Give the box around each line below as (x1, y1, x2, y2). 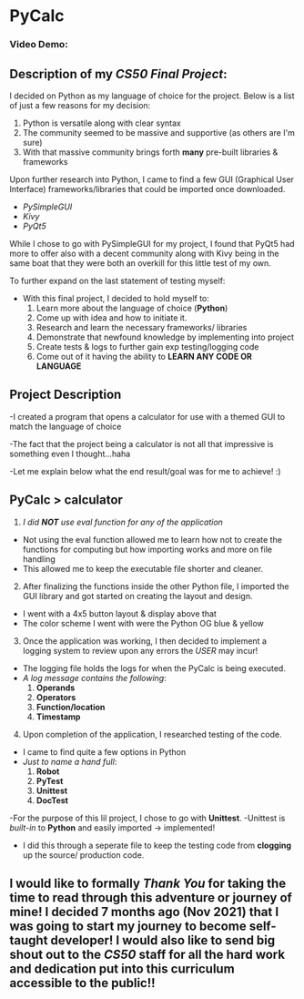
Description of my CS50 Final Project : (9, 66, 228, 82)
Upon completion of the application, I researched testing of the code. (22, 729, 282, 739)
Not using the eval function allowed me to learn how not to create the (22, 534, 282, 545)
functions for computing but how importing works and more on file (22, 544, 273, 555)
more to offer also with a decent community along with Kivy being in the (9, 248, 279, 259)
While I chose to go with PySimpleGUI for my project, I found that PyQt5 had (9, 238, 295, 249)
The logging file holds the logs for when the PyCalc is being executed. (22, 662, 287, 674)
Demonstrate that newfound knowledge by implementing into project (35, 331, 294, 342)
